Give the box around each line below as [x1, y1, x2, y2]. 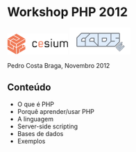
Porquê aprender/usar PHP [17, 107, 95, 115]
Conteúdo [7, 81, 51, 94]
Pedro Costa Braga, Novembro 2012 [7, 61, 110, 69]
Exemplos [17, 137, 46, 145]
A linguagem [17, 115, 54, 123]
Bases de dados [17, 129, 64, 137]
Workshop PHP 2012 [7, 4, 128, 20]
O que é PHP [17, 100, 54, 108]
